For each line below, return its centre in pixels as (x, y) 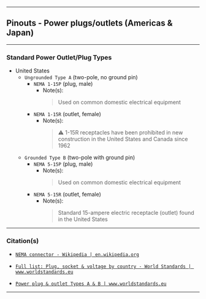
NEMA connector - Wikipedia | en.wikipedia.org (77, 255)
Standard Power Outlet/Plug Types (59, 57)
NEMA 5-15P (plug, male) (63, 164)
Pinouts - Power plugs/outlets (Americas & (90, 23)
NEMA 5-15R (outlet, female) (67, 195)
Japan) (20, 33)
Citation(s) (23, 241)
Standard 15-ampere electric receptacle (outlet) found (126, 213)
